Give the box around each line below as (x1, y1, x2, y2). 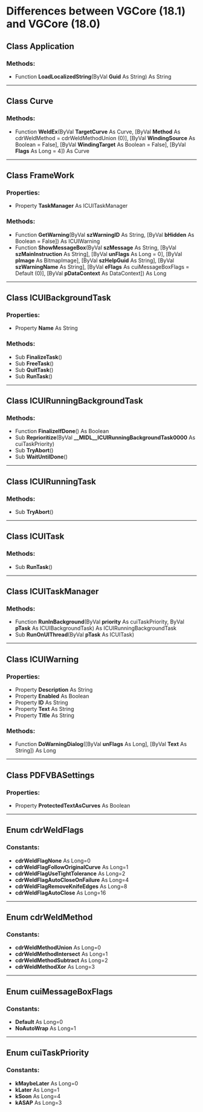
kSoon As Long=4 (14, 1092, 61, 1100)
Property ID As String (14, 699, 68, 706)
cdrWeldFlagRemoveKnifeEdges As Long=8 (14, 882, 127, 890)
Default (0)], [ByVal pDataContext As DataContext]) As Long (14, 269, 167, 277)
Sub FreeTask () (14, 359, 54, 367)
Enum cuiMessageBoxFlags (6, 986, 113, 997)
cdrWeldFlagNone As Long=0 (14, 856, 91, 864)
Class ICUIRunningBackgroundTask (6, 396, 143, 406)
